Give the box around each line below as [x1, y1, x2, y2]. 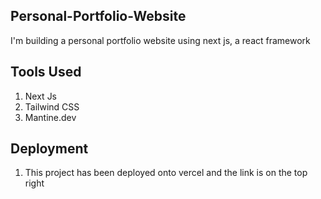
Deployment [10, 140, 89, 158]
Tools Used [10, 64, 82, 81]
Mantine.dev [24, 111, 77, 123]
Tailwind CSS [24, 100, 80, 113]
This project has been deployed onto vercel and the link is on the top [24, 167, 308, 179]
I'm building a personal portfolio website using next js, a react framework [10, 34, 311, 46]
